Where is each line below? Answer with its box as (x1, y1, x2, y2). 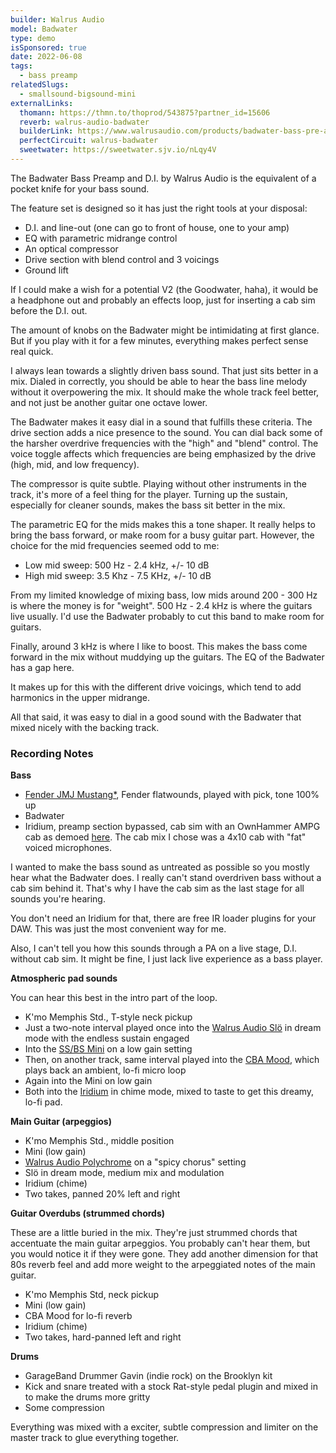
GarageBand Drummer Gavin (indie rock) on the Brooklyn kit (24, 1370, 273, 1382)
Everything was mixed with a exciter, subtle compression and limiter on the (10, 1421, 319, 1433)
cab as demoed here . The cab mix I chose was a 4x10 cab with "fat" (24, 831, 307, 843)
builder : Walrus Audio (10, 14, 105, 25)
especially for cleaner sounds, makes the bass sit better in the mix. (10, 499, 286, 511)
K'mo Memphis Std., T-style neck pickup (24, 1011, 193, 1023)
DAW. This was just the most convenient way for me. (10, 923, 227, 935)
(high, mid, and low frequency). (10, 458, 140, 470)
